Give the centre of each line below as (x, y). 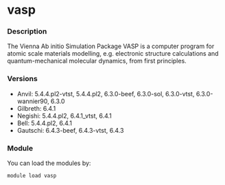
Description (27, 32)
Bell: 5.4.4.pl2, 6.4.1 (44, 123)
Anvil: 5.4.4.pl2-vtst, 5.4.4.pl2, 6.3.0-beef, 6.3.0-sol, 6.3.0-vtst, (106, 94)
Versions (22, 79)
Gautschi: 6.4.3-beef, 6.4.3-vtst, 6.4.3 (70, 130)
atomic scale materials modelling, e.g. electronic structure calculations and (113, 54)
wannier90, (33, 101)
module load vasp (32, 176)
